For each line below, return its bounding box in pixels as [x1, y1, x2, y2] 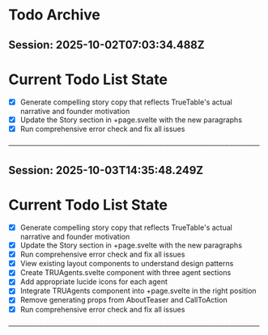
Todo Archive [8, 6, 101, 24]
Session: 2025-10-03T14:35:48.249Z [8, 163, 204, 177]
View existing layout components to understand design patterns [19, 259, 234, 269]
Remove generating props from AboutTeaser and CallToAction [19, 295, 228, 305]
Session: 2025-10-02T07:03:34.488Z [8, 38, 205, 52]
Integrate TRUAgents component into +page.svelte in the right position [19, 286, 257, 296]
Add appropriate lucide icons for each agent [19, 277, 168, 286]
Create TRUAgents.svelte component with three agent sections [19, 268, 232, 278]
